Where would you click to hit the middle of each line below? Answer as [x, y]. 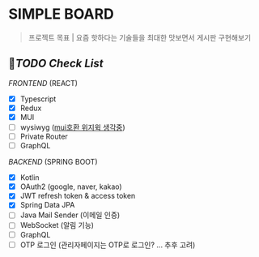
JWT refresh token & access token [78, 196]
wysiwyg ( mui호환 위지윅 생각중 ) [72, 127]
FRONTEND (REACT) [43, 83]
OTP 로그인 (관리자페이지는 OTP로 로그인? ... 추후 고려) [108, 245]
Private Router [44, 136]
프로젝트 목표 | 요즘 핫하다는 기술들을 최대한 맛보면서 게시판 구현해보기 [140, 37]
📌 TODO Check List [56, 64]
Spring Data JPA [47, 205]
